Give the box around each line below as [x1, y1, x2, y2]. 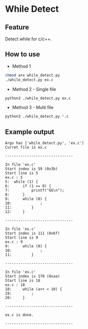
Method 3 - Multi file [12, 105, 54, 110]
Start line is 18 [5, 278, 41, 283]
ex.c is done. [5, 313, 34, 318]
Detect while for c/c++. [5, 36, 52, 42]
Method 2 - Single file [12, 86, 56, 92]
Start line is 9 [5, 235, 38, 240]
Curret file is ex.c [5, 145, 47, 150]
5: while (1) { [5, 179, 38, 185]
